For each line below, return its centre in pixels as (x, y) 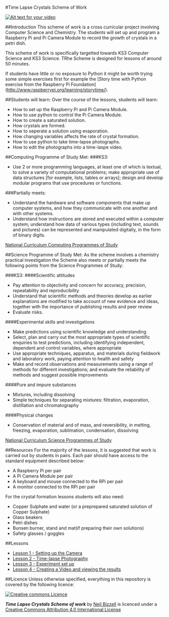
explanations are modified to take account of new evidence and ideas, (86, 301)
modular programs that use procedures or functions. (67, 183)
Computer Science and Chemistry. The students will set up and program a (82, 32)
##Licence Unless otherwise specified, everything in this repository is (78, 579)
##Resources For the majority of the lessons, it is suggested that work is (81, 450)
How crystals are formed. (39, 126)
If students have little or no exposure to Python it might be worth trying (79, 74)
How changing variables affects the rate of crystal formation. (76, 136)
